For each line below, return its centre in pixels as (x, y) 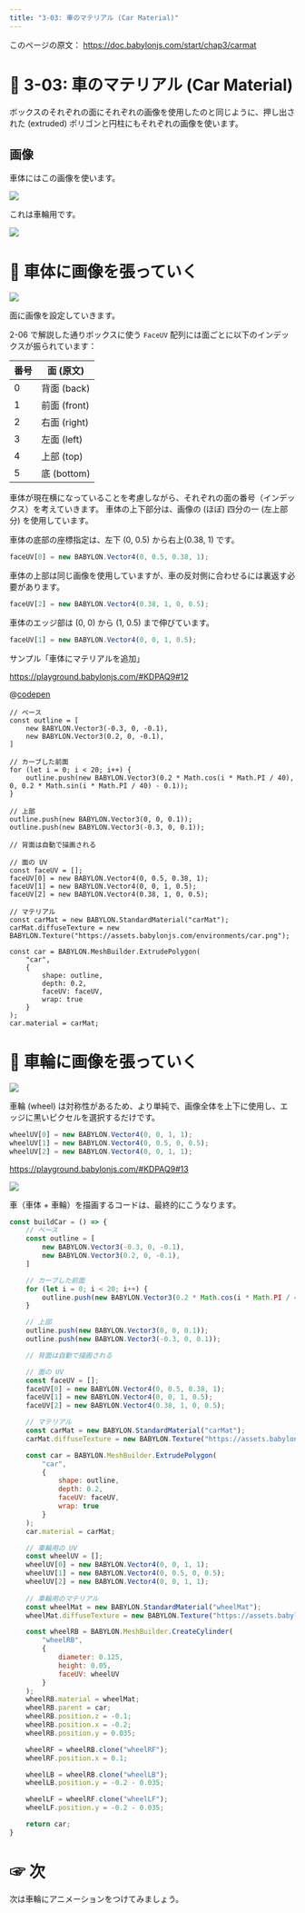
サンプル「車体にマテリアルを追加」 (77, 658)
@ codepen (30, 694)
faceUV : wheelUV (89, 1674)
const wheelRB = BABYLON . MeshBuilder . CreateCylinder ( (129, 1632)
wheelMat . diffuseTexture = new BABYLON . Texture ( (119, 1615)
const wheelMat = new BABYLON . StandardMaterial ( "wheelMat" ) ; (143, 1607)
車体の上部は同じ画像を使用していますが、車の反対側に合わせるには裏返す (148, 576)
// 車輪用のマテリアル (63, 1599)
